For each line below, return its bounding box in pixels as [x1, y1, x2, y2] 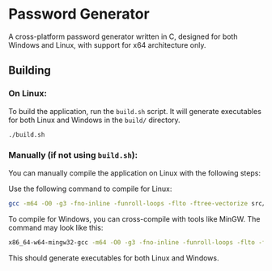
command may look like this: [8, 222, 104, 232]
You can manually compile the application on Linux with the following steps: [8, 167, 261, 178]
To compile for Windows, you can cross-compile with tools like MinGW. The [8, 214, 261, 223]
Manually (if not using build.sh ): [8, 150, 138, 161]
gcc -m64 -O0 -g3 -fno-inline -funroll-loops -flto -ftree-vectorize [8, 199, 249, 207]
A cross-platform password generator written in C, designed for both [8, 32, 238, 41]
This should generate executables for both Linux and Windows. [8, 252, 219, 263]
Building [8, 64, 51, 78]
